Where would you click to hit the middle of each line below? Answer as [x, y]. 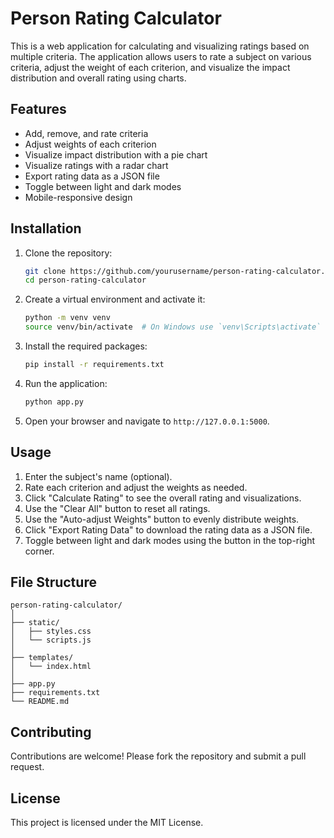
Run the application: [66, 383]
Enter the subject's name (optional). [98, 476]
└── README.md [40, 702]
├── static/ [35, 623]
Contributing [51, 732]
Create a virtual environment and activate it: [115, 299]
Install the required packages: [86, 346]
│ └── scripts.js [51, 640]
